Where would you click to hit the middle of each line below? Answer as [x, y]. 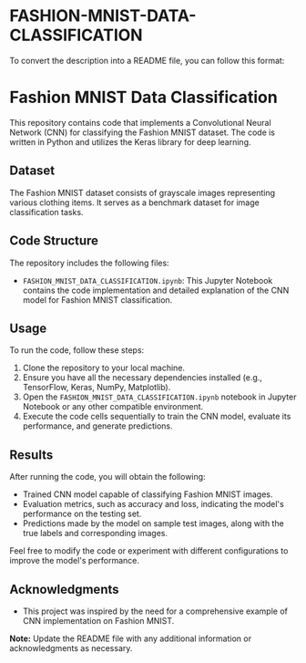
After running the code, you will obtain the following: [108, 477]
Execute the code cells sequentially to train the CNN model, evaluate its [157, 417]
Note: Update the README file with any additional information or [131, 638]
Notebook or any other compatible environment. [113, 407]
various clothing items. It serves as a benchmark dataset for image [134, 202]
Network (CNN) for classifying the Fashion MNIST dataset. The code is [143, 132]
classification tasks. [46, 212]
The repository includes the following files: [90, 263]
